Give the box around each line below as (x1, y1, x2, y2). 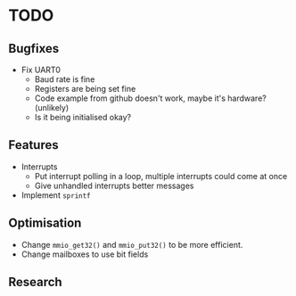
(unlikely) (34, 103, 69, 112)
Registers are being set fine (34, 84, 136, 94)
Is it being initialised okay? (34, 112, 131, 122)
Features (8, 137, 59, 152)
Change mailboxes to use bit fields (21, 249, 149, 259)
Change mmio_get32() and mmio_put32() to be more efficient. (21, 239, 243, 250)
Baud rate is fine (34, 74, 95, 85)
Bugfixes (8, 41, 60, 56)
